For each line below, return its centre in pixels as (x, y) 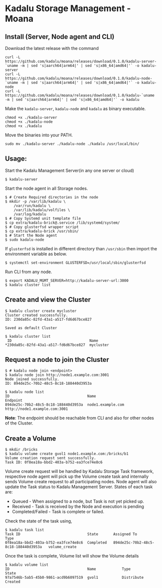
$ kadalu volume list (27, 565)
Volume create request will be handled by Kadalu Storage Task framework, (79, 472)
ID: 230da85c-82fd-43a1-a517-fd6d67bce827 (48, 319)
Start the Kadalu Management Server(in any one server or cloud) (70, 170)
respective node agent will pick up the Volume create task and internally (77, 476)
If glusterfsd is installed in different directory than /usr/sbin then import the (81, 248)
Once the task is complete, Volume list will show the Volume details (72, 556)
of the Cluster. (19, 423)
